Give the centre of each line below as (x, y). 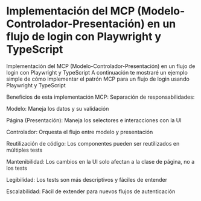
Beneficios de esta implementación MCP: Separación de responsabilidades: (101, 97)
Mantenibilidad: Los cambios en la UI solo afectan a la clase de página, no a (101, 161)
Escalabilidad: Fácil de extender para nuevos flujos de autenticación (91, 191)
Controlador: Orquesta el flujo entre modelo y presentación (80, 132)
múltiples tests (24, 150)
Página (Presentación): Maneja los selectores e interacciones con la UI (94, 120)
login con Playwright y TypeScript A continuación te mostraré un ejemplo (97, 72)
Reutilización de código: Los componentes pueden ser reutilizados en (93, 143)
